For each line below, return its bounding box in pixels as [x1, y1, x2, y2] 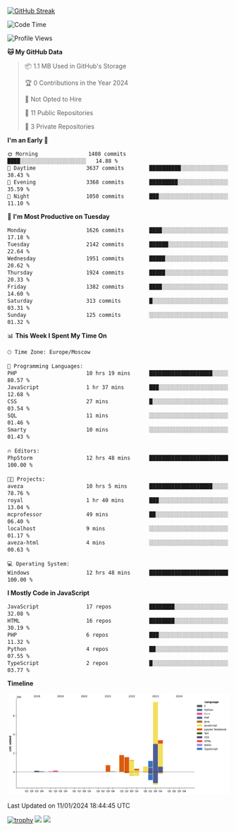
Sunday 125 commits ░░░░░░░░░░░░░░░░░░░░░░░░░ [7, 311, 229, 318]
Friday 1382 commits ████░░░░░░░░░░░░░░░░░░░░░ [7, 283, 229, 290]
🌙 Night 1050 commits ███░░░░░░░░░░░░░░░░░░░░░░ [7, 193, 229, 200]
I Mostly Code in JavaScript [7, 589, 90, 597]
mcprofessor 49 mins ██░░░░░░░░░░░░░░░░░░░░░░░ [7, 511, 229, 518]
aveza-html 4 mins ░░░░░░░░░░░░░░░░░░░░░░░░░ [7, 539, 229, 546]
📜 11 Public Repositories [24, 109, 94, 116]
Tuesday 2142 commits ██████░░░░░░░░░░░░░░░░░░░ [7, 241, 229, 248]
